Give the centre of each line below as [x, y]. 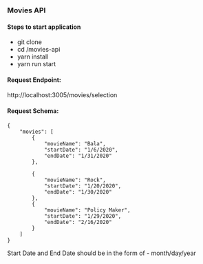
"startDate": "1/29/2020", [83, 216]
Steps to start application [44, 27]
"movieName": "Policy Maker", [87, 210]
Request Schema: [33, 111]
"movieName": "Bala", [75, 143]
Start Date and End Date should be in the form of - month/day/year [101, 253]
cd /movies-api [39, 50]
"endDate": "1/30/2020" [78, 192]
